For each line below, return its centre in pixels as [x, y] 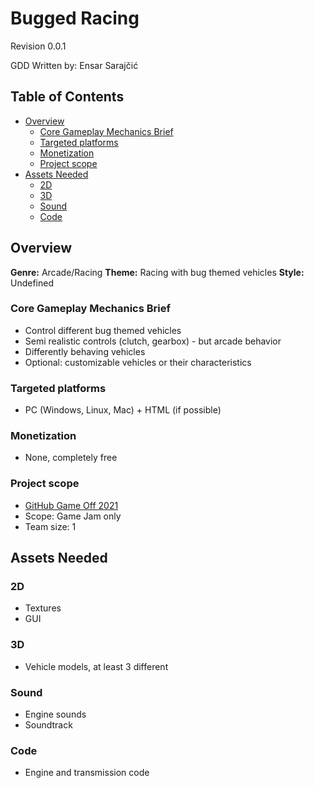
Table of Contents [67, 97]
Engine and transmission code [87, 773]
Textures [43, 608]
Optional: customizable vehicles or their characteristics [138, 362]
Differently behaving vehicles [85, 351]
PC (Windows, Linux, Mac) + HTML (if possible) [123, 410]
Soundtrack [48, 725]
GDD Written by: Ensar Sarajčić [74, 65]
